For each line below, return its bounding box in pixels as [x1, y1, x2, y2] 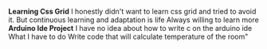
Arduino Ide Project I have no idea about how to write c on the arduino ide [8, 24, 253, 32]
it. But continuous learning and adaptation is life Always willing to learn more [8, 15, 259, 24]
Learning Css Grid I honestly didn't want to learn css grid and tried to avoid [8, 7, 257, 16]
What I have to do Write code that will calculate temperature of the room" [8, 32, 249, 41]
